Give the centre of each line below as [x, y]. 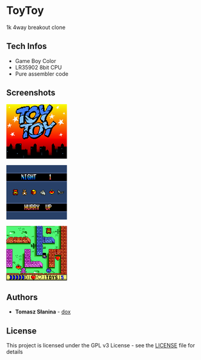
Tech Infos [27, 46]
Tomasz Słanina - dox [43, 312]
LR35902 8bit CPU [38, 67]
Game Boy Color [35, 61]
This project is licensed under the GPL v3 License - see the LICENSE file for [101, 345]
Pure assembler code [41, 74]
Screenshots [31, 93]
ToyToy [25, 11]
